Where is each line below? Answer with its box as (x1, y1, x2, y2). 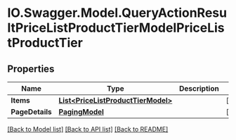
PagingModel (58, 107, 104, 117)
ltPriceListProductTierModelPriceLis (7, 20, 225, 36)
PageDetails (11, 107, 53, 117)
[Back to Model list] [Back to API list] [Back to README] (7, 125, 169, 133)
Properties (7, 63, 55, 75)
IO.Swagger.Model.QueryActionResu (7, 5, 227, 21)
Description (178, 84, 219, 93)
